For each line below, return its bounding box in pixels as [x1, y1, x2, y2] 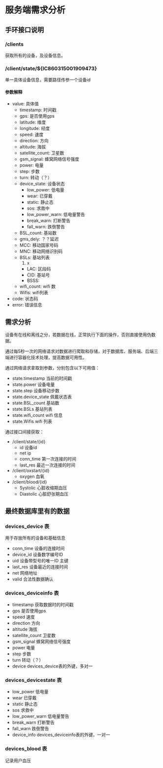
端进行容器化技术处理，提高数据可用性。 [5, 355, 87, 361]
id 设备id [19, 445, 37, 451]
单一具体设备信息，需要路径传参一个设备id [5, 77, 91, 83]
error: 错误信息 [12, 302, 43, 308]
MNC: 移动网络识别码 [19, 248, 63, 254]
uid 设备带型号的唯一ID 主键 [12, 557, 69, 563]
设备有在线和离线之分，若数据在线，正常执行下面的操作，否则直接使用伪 [5, 332, 151, 338]
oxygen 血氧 [19, 473, 45, 480]
